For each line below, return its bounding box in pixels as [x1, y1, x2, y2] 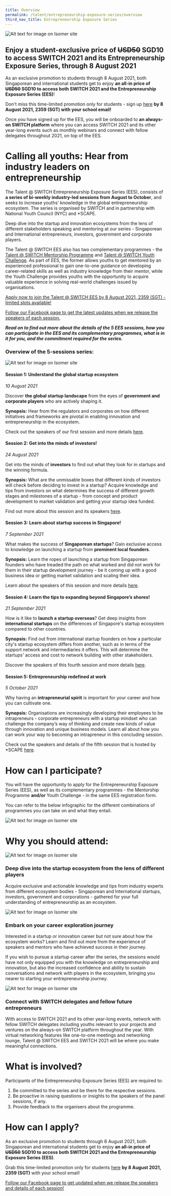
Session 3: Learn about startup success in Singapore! [5, 520, 121, 526]
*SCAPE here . [5, 747, 35, 753]
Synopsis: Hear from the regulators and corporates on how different [5, 408, 149, 414]
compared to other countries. [5, 626, 67, 632]
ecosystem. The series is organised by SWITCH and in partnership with [5, 205, 155, 211]
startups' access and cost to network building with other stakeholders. [5, 652, 154, 658]
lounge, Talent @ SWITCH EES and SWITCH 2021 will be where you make [5, 1038, 159, 1044]
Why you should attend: [5, 835, 108, 847]
